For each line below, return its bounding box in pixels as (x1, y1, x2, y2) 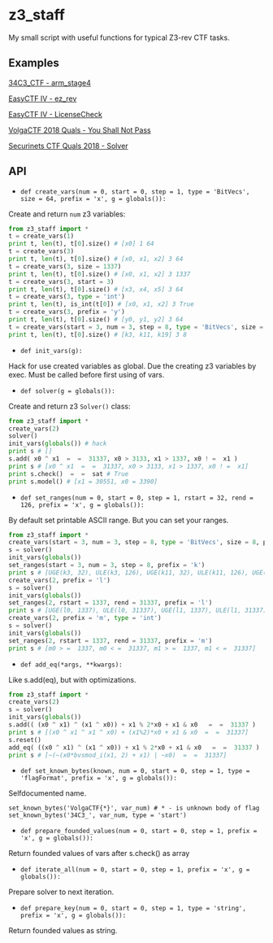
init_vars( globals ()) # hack (8, 439, 107, 448)
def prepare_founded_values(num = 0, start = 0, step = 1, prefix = (19, 827, 258, 836)
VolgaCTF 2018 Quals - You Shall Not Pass (8, 124, 152, 135)
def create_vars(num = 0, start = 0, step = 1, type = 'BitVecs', (19, 187, 250, 196)
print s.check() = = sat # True (8, 469, 129, 478)
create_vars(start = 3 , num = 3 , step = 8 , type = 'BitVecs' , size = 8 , (8, 539, 260, 547)
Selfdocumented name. (8, 788, 87, 798)
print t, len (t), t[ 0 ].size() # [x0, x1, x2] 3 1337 (8, 270, 191, 278)
